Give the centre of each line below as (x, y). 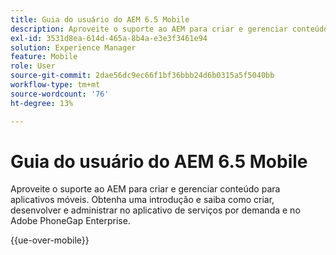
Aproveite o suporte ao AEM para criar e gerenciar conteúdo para (145, 189)
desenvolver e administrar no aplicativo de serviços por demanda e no (155, 210)
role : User (33, 66)
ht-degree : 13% (42, 103)
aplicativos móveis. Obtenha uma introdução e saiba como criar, (142, 200)
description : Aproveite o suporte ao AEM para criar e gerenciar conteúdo (169, 29)
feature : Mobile (44, 57)
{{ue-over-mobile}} (50, 240)
